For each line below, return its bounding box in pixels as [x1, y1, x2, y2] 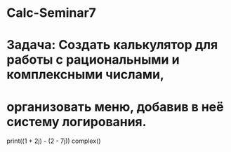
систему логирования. [6, 113, 147, 130]
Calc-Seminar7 [6, 5, 96, 21]
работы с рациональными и [6, 52, 180, 68]
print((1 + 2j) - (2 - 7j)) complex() [6, 137, 101, 145]
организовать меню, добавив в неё [6, 99, 224, 115]
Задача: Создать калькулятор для [6, 37, 218, 53]
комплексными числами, [6, 67, 164, 83]
